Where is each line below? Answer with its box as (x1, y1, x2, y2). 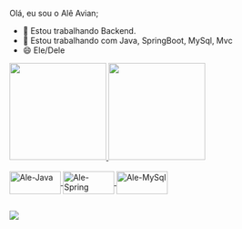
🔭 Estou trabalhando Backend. (22, 26, 136, 36)
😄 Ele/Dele (22, 45, 66, 56)
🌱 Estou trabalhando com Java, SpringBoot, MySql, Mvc (22, 36, 234, 46)
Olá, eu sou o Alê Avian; (9, 8, 99, 18)
